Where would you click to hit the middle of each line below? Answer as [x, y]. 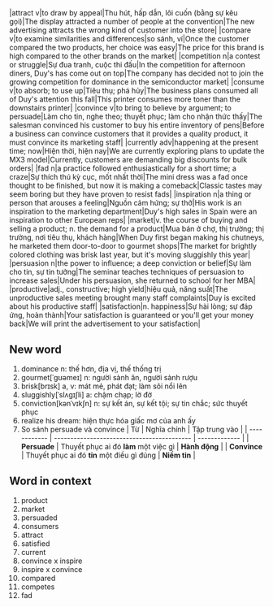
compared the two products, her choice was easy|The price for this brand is [137, 48]
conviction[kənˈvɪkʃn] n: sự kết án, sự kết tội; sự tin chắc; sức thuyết [134, 404]
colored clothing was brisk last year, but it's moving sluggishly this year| [130, 255]
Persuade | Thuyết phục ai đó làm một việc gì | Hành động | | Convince [142, 447]
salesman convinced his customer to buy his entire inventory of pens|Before [137, 125]
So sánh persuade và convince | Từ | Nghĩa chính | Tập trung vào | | [134, 429]
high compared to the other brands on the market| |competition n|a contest [135, 56]
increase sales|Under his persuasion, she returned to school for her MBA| [132, 280]
